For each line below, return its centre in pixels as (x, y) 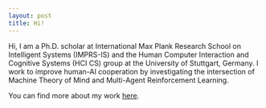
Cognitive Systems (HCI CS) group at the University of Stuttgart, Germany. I (133, 63)
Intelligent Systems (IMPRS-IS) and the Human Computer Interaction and (129, 54)
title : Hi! (27, 23)
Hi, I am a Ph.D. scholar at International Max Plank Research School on (125, 46)
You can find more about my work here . (74, 95)
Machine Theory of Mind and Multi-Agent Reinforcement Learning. (119, 80)
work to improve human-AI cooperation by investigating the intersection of (132, 71)
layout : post (30, 16)
